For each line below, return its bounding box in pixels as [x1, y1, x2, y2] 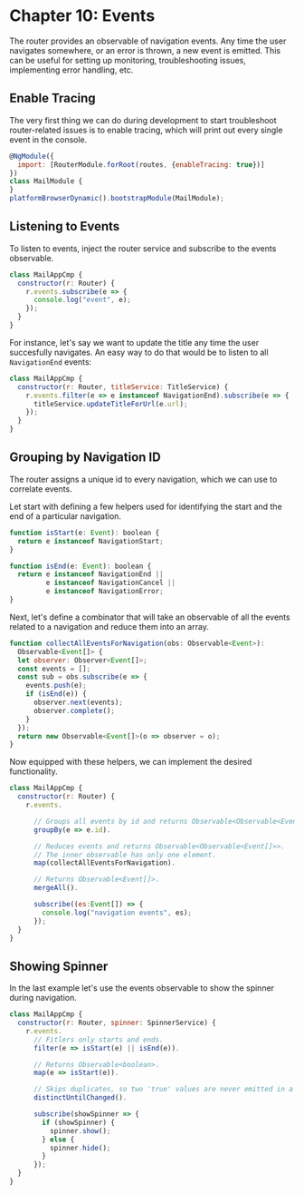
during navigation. [9, 993, 77, 1003]
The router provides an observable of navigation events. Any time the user [9, 35, 287, 46]
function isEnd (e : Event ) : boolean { [9, 562, 152, 571]
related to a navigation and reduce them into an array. [9, 621, 210, 631]
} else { [42, 1135, 75, 1144]
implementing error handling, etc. [9, 64, 134, 75]
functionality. [9, 766, 59, 777]
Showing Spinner [9, 958, 109, 974]
